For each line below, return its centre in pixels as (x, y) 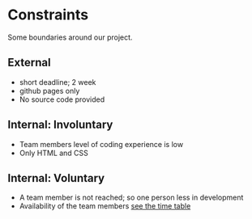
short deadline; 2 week (58, 82)
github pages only (49, 91)
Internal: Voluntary (56, 178)
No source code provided (62, 99)
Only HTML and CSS (53, 153)
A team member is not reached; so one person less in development (131, 198)
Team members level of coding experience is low (101, 144)
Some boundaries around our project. (70, 37)
